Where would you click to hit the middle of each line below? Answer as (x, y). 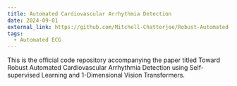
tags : (15, 33)
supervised (24, 75)
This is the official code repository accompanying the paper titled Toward (114, 60)
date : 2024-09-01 (33, 20)
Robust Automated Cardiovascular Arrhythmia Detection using (98, 68)
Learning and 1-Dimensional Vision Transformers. (113, 75)
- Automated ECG (37, 40)
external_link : (30, 27)
